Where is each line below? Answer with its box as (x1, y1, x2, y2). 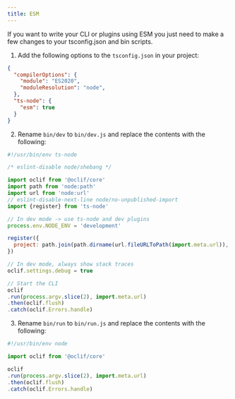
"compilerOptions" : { (13, 71, 78, 78)
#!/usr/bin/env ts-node (7, 151, 78, 158)
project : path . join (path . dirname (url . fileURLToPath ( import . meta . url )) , (13, 242, 229, 249)
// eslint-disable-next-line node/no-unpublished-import (7, 196, 179, 203)
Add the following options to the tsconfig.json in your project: (17, 51, 200, 59)
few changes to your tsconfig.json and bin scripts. (7, 37, 153, 46)
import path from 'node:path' (7, 183, 97, 191)
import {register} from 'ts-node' (7, 203, 109, 210)
